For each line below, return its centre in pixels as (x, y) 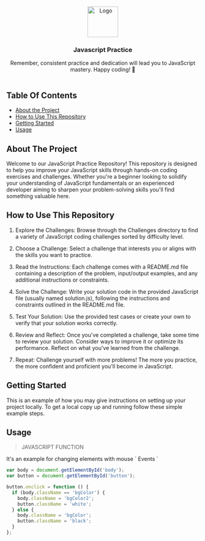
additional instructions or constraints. (62, 280)
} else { (23, 510)
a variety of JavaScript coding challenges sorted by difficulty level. (99, 236)
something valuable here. (38, 196)
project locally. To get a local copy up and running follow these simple (94, 406)
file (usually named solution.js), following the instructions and (92, 298)
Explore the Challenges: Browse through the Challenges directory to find (106, 230)
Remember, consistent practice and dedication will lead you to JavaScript (103, 63)
